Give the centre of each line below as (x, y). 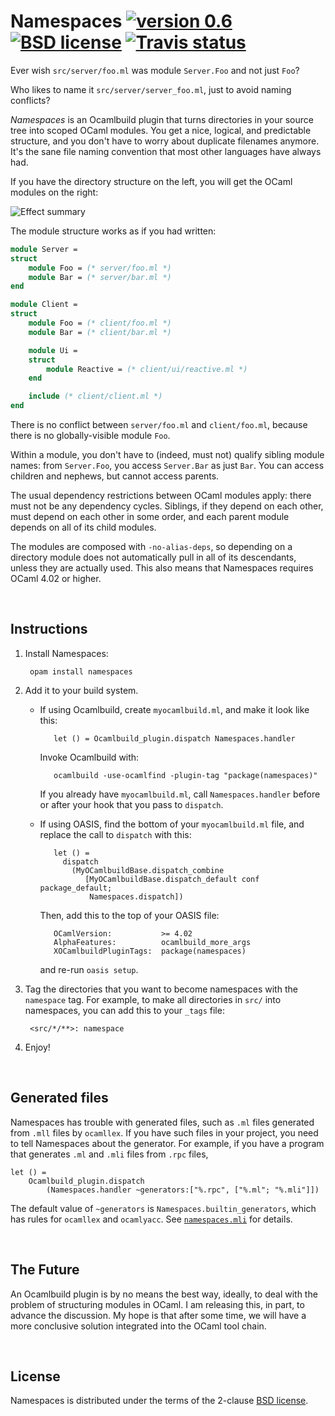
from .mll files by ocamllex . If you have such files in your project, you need (164, 1132)
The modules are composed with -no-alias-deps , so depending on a (151, 547)
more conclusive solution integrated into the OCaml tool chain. (138, 1326)
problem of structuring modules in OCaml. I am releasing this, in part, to (157, 1304)
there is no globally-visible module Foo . (90, 436)
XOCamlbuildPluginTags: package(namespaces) (150, 951)
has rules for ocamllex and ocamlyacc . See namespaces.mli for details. (151, 1219)
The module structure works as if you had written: (113, 231)
